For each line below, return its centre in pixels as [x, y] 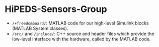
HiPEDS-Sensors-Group [56, 9]
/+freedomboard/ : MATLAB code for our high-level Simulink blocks [80, 23]
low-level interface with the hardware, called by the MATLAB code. [81, 39]
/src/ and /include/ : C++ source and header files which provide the [83, 33]
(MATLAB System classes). [40, 28]
